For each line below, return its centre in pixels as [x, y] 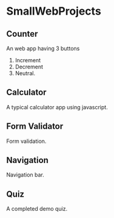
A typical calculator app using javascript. [57, 107]
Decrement [29, 67]
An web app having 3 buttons [43, 48]
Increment [28, 60]
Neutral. [25, 73]
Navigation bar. [25, 175]
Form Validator [35, 126]
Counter [22, 34]
